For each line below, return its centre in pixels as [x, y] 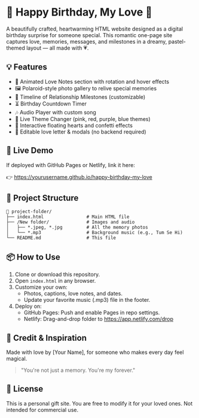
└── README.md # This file [61, 238]
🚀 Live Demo [30, 151]
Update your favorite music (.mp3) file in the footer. [87, 300]
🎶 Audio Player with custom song [56, 112]
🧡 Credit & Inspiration [46, 338]
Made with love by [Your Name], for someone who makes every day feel [95, 352]
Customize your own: [41, 287]
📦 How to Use [33, 257]
